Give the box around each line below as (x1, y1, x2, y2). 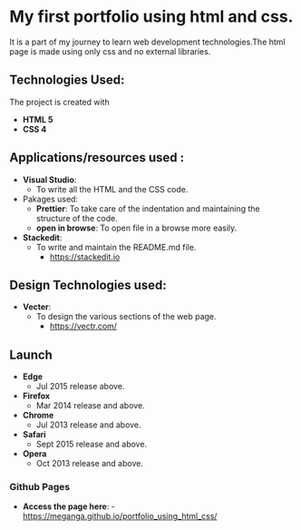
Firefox (22, 390, 51, 401)
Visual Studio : (22, 174, 77, 185)
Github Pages (9, 481, 71, 494)
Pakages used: (22, 193, 79, 204)
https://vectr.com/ (49, 320, 118, 332)
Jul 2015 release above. (35, 381, 125, 392)
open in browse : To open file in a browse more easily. (35, 222, 238, 233)
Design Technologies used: (9, 277, 168, 292)
